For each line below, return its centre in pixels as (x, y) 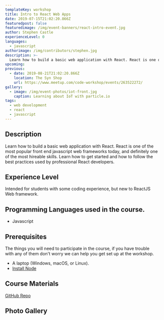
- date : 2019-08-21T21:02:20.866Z (44, 74)
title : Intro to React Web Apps (38, 14)
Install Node (24, 268)
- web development (28, 105)
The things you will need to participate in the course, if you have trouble (77, 248)
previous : (15, 69)
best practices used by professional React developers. (60, 162)
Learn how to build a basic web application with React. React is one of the (79, 146)
